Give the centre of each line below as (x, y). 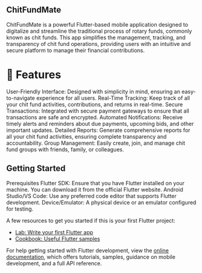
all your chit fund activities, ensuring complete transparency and (86, 136)
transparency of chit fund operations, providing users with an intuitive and (99, 44)
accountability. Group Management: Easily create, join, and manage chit (96, 143)
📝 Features (34, 74)
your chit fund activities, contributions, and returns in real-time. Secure (95, 104)
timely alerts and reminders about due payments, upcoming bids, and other (100, 123)
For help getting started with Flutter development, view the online (88, 250)
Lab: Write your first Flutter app (54, 232)
